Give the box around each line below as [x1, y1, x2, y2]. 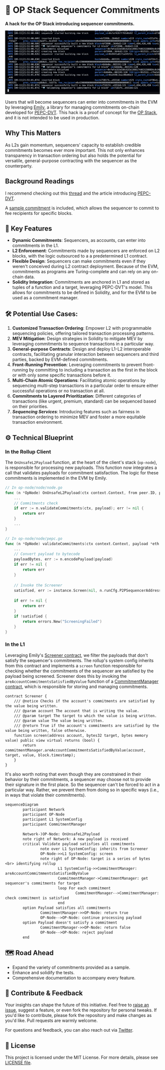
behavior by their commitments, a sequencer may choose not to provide [5, 776, 151, 782]
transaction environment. [12, 419, 63, 425]
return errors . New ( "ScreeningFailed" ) [23, 619, 102, 624]
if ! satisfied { [14, 614, 48, 619]
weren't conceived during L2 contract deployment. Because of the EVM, [12, 263, 159, 269]
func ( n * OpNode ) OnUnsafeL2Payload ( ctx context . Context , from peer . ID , [5, 490, 157, 495]
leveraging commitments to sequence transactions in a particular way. [12, 341, 155, 347]
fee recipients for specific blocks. [5, 210, 73, 216]
